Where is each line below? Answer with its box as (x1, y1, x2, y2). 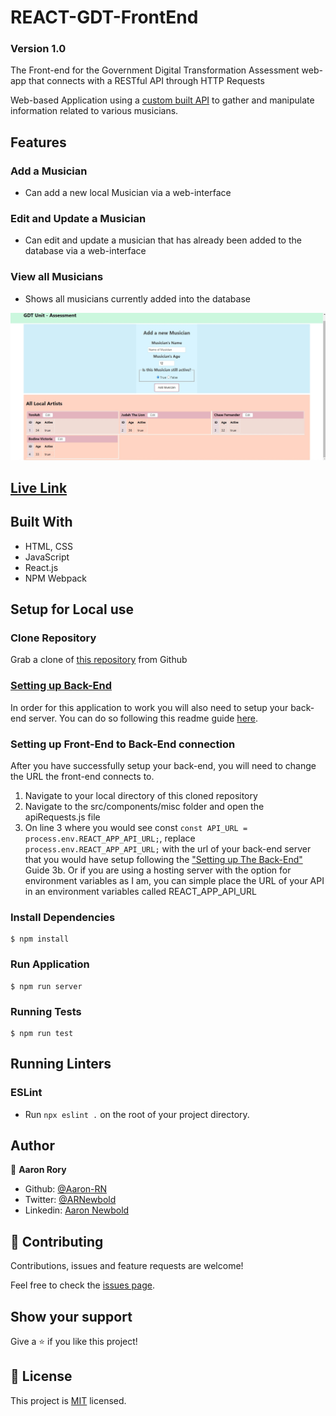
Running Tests (10, 1004, 82, 1018)
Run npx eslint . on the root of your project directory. (24, 1108, 250, 1120)
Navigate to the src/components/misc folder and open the (24, 801, 265, 812)
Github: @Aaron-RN (24, 1183, 108, 1195)
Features (10, 134, 67, 151)
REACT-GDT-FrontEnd (10, 6, 199, 29)
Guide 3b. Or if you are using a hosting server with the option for (24, 864, 292, 876)
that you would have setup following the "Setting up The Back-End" (24, 854, 303, 865)
